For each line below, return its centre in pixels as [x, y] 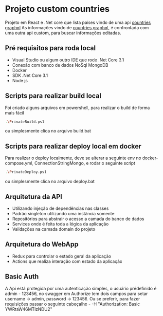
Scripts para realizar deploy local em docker [73, 146]
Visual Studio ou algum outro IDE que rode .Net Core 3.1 [68, 60]
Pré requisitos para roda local [50, 48]
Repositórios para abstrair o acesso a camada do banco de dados [78, 219]
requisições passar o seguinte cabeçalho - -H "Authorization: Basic [72, 304]
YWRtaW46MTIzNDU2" [29, 309]
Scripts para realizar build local [53, 96]
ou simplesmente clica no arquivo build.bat [48, 131]
